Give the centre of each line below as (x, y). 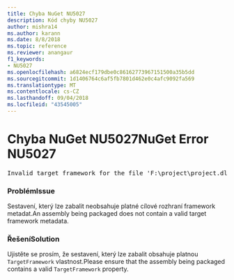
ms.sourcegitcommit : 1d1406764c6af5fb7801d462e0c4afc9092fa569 (101, 79)
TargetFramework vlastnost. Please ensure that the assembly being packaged (116, 262)
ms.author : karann (34, 33)
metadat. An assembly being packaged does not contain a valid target (107, 214)
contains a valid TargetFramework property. (68, 269)
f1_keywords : (26, 59)
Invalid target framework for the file (75, 173)
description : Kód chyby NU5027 (53, 20)
